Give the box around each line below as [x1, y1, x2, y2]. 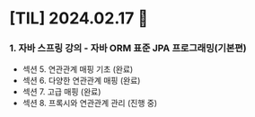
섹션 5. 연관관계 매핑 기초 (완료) [22, 64, 134, 75]
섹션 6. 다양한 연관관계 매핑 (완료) [22, 76, 141, 86]
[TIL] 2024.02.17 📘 [9, 8, 149, 29]
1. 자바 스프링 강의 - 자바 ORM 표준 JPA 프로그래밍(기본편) [9, 42, 247, 55]
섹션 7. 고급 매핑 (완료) [22, 86, 101, 97]
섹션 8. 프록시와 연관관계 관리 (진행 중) [22, 98, 158, 109]
